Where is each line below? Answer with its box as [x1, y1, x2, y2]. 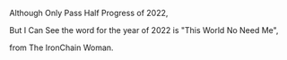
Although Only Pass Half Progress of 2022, [9, 8, 169, 18]
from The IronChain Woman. [9, 42, 114, 53]
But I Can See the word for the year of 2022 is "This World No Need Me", [9, 25, 279, 35]
